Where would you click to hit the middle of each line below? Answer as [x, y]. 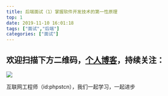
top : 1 [14, 17]
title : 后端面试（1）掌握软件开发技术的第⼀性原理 [62, 12]
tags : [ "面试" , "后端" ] [33, 28]
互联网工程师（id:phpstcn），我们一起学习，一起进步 [71, 86]
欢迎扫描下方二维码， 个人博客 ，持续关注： [85, 60]
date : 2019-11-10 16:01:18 [40, 23]
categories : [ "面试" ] [33, 34]
